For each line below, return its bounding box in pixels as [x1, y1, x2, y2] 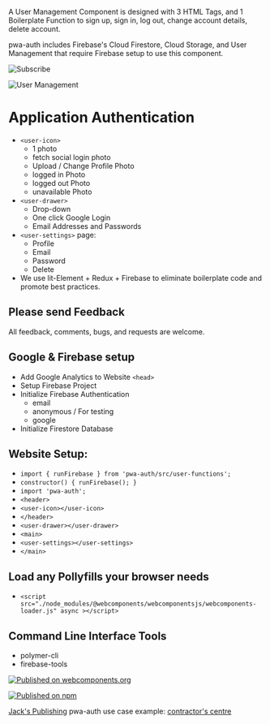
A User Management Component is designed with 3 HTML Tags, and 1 [8, 7, 243, 16]
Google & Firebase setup [8, 351, 135, 364]
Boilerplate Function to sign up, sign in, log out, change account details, [8, 15, 248, 25]
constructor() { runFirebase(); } [19, 479, 137, 487]
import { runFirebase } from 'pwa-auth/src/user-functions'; [19, 470, 232, 478]
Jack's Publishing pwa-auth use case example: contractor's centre [8, 706, 232, 716]
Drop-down [32, 204, 71, 213]
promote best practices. [19, 282, 101, 291]
